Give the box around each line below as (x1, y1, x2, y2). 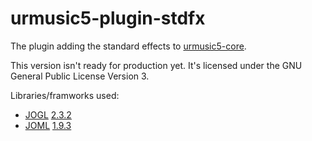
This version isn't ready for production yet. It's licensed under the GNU (10, 59, 303, 71)
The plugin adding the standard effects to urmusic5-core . (10, 40, 247, 52)
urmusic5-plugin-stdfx (10, 7, 206, 30)
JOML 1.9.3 (24, 119, 72, 131)
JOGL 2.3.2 (24, 108, 72, 121)
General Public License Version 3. (10, 70, 150, 82)
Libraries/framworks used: (10, 89, 120, 101)
